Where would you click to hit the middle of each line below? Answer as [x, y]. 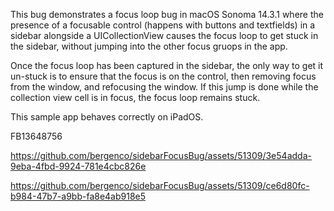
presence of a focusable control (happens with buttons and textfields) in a [163, 25]
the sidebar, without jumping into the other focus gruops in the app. [149, 46]
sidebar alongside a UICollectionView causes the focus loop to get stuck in [164, 35]
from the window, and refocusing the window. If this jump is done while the [164, 87]
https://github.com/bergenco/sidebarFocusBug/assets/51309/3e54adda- [161, 155]
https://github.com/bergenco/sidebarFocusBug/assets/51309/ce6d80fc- [160, 185]
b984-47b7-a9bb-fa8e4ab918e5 [78, 196]
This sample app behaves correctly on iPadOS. [107, 117]
